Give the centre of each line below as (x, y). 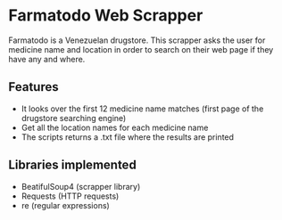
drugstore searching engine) (74, 118)
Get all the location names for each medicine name (115, 127)
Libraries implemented (73, 165)
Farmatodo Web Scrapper (106, 16)
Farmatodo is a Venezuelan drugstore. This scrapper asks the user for (137, 40)
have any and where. (47, 59)
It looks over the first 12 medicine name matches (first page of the (142, 109)
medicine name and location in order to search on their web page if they (141, 49)
